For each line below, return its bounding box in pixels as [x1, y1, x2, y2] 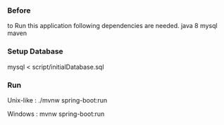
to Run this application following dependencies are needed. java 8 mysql [7, 22, 218, 30]
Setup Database [7, 46, 63, 56]
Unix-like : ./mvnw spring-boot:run [7, 96, 108, 104]
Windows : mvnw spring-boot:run [7, 110, 105, 118]
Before [7, 6, 31, 15]
